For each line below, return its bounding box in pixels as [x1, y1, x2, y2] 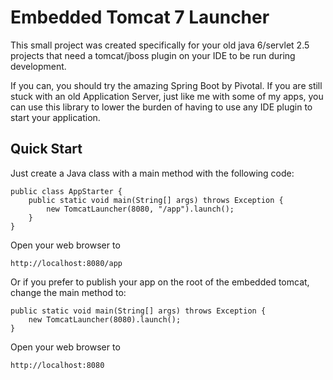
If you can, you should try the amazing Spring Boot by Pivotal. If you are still [10, 79, 323, 91]
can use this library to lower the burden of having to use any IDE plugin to [10, 101, 313, 113]
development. [10, 60, 67, 72]
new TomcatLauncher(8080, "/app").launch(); [46, 204, 235, 214]
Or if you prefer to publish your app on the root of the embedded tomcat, [10, 276, 310, 288]
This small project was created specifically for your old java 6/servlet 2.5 [10, 39, 310, 51]
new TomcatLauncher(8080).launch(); [28, 314, 182, 325]
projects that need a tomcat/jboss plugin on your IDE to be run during [10, 49, 296, 61]
